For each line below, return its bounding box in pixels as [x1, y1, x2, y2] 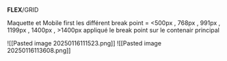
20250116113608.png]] [7, 47, 71, 54]
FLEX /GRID [7, 6, 39, 14]
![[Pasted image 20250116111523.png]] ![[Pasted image [7, 39, 162, 47]
